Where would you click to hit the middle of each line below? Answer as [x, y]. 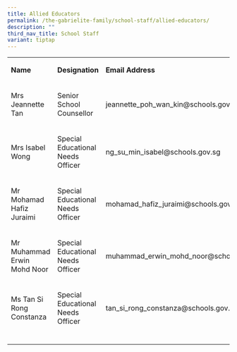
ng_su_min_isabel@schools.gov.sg [163, 152]
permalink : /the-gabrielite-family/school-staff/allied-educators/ [109, 20]
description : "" [31, 27]
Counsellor [75, 114]
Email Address [130, 70]
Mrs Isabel [28, 147]
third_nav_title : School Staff [53, 34]
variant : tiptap [31, 40]
